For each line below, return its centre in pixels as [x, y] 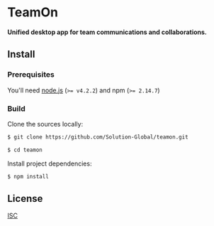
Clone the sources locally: [45, 124]
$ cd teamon [25, 150]
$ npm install [28, 176]
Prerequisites [31, 75]
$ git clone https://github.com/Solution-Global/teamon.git [98, 137]
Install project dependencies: [50, 163]
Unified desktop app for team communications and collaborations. [107, 32]
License [25, 199]
